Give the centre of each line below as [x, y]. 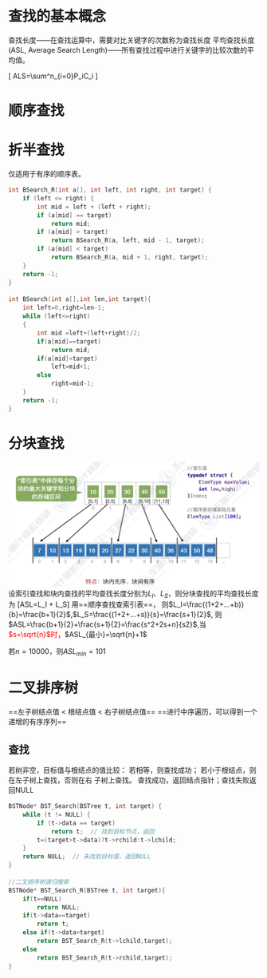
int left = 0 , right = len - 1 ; [64, 308]
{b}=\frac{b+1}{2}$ [39, 615]
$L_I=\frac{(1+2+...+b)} [206, 604]
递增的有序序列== [37, 722]
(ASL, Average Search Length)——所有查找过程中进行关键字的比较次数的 [128, 49]
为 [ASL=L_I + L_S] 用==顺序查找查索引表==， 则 [88, 604]
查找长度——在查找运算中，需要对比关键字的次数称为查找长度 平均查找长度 [132, 40]
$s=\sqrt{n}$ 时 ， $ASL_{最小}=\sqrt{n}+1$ [78, 635]
